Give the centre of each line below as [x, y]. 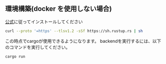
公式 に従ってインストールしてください [44, 22]
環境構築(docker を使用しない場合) [59, 9]
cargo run [15, 56]
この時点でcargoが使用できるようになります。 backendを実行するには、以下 [83, 41]
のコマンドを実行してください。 [38, 47]
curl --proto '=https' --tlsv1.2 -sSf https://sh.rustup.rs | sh [74, 31]
